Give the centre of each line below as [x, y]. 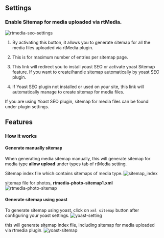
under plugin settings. [27, 106]
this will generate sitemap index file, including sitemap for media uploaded [80, 225]
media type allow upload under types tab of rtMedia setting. [66, 164]
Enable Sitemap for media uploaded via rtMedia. [64, 22]
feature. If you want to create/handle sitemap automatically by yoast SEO [86, 72]
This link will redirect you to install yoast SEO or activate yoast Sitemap [83, 66]
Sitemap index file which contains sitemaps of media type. [64, 174]
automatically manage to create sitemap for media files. [68, 92]
